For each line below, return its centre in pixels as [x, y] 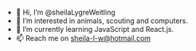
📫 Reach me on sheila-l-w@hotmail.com [83, 38]
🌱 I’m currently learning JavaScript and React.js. [95, 29]
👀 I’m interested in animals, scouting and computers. [102, 21]
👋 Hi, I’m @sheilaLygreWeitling [65, 12]
